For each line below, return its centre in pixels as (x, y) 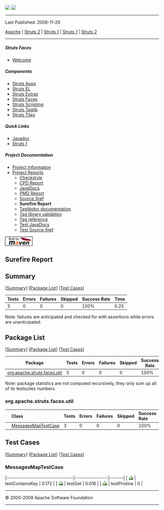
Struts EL (21, 89)
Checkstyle (31, 178)
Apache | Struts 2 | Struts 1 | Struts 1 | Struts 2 (51, 32)
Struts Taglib (25, 109)
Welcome (22, 60)
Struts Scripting (28, 104)
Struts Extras (25, 94)
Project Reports (28, 172)
